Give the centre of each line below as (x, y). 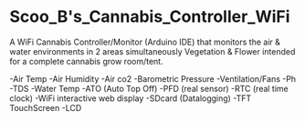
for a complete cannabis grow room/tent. (86, 61)
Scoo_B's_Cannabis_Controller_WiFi (150, 17)
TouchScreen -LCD (46, 107)
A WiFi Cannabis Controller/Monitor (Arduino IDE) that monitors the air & (145, 42)
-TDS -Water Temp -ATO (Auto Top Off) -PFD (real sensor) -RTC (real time (149, 88)
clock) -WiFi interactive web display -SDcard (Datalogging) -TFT (131, 98)
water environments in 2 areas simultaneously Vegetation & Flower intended (152, 51)
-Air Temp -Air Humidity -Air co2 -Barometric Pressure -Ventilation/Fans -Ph (153, 78)
